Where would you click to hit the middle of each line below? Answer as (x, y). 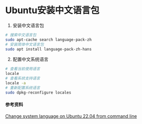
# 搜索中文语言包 (21, 35)
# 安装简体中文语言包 (25, 44)
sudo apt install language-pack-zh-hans (49, 49)
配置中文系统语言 (30, 59)
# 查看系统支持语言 (23, 78)
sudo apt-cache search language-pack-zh (49, 39)
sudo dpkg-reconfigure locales (38, 92)
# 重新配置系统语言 (23, 88)
